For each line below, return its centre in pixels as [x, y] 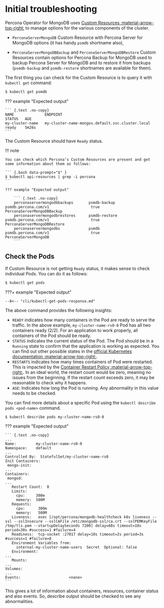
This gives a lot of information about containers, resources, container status [82, 591]
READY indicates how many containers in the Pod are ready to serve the [83, 320]
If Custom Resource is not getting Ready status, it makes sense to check [77, 268]
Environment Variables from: [41, 543]
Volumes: [14, 569]
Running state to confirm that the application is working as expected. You [86, 346]
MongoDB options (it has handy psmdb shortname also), [68, 42]
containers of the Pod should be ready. [52, 336]
